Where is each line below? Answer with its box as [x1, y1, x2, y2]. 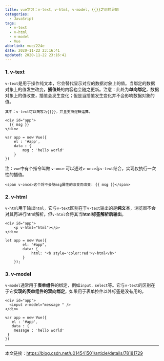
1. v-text [5, 69, 25, 76]
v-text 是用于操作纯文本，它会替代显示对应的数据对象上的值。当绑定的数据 [5, 80, 155, 86]
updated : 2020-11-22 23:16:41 [5, 52, 67, 58]
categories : [5, 12, 29, 17]
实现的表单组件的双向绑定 [14, 288, 65, 294]
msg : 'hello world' [22, 147, 64, 153]
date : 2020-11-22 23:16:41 [5, 48, 60, 53]
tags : [5, 20, 16, 26]
